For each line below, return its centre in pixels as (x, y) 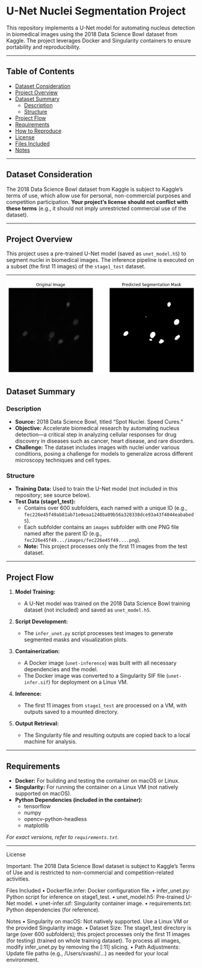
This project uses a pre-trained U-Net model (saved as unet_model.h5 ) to (96, 253)
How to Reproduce (38, 131)
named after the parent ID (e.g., (63, 533)
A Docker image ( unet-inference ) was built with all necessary (100, 663)
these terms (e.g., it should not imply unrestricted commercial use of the (96, 208)
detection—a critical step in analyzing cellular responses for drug (96, 435)
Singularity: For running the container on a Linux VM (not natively (96, 787)
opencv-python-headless (55, 819)
